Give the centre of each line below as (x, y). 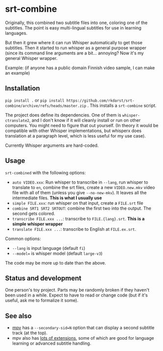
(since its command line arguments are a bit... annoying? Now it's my (74, 53)
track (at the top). (30, 333)
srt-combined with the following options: (46, 172)
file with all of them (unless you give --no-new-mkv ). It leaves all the (79, 192)
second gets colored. (34, 213)
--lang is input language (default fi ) (49, 248)
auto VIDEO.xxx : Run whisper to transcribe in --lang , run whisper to (80, 182)
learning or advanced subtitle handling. (52, 343)
